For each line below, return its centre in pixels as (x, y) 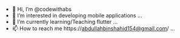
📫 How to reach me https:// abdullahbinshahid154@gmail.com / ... (93, 28)
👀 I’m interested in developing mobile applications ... (77, 15)
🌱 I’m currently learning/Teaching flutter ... (65, 22)
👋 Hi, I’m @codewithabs (42, 9)
